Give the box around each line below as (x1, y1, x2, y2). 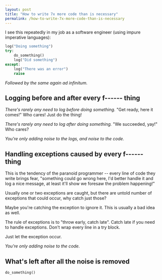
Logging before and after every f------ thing (5, 94, 141, 102)
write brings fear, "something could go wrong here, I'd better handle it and (5, 176, 154, 181)
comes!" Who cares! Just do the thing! (5, 112, 82, 118)
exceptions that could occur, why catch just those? (5, 195, 107, 201)
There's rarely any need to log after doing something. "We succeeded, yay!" (5, 121, 158, 127)
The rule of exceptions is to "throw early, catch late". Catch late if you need (5, 219, 155, 225)
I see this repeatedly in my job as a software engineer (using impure (5, 30, 141, 35)
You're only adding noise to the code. (5, 243, 80, 249)
